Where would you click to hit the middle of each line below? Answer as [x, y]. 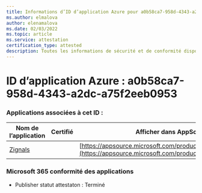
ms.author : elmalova [32, 17]
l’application [27, 136]
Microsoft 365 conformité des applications [70, 171]
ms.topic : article [29, 34]
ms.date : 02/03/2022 [32, 29]
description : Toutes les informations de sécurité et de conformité [94, 51]
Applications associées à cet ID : [55, 112]
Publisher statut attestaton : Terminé [60, 185]
